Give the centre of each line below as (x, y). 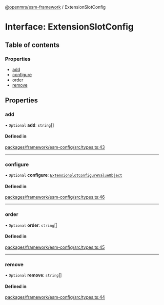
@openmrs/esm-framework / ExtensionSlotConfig (55, 7)
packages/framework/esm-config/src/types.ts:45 (55, 247)
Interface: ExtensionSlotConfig (69, 27)
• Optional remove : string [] (33, 275)
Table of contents (32, 45)
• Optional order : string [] (31, 225)
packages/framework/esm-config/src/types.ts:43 (55, 147)
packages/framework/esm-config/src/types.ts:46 (55, 197)
